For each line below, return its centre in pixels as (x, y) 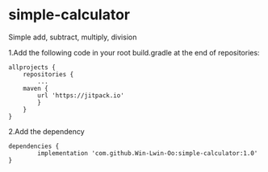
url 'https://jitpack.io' (81, 95)
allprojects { (32, 67)
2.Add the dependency (46, 131)
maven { (36, 88)
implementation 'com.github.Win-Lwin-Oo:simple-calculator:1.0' (148, 153)
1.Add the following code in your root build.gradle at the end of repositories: (134, 52)
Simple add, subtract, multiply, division (73, 37)
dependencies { (34, 146)
